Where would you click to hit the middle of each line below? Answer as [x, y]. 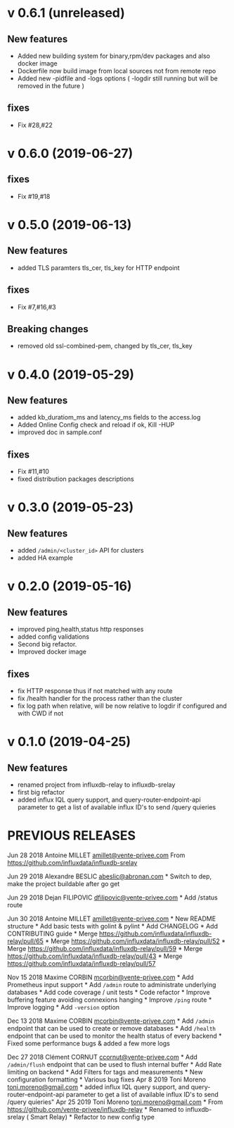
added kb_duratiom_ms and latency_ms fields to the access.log [109, 417]
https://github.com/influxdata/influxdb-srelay [72, 863]
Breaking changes [48, 329]
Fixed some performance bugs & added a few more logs [89, 1043]
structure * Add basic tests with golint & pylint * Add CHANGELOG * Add [112, 926]
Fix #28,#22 [35, 125]
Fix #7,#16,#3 [37, 307]
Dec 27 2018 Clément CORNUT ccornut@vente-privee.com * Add [103, 1057]
